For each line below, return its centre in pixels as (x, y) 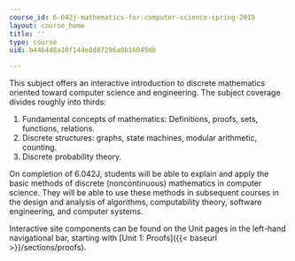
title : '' (27, 34)
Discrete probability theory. (72, 157)
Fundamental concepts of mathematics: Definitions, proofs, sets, (140, 119)
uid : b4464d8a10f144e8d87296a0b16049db (83, 50)
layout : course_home (47, 26)
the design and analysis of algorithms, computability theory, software (136, 202)
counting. (39, 148)
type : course (33, 42)
